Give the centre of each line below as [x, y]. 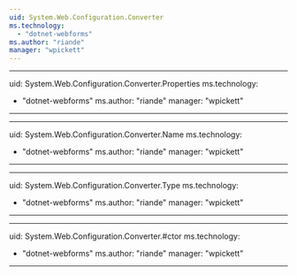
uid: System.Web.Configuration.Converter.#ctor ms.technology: [125, 236]
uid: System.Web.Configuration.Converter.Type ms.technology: [124, 186]
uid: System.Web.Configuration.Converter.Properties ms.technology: [134, 84]
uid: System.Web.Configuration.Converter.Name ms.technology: [126, 134]
